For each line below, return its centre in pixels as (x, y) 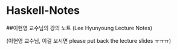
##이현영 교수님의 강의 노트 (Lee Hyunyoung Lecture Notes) (79, 28)
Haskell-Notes (43, 11)
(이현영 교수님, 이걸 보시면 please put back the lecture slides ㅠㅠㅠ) (89, 40)
